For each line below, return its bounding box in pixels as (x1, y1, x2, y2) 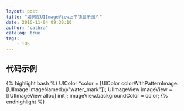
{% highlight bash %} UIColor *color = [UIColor (6, 80, 120, 87)
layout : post (6, 8, 38, 15)
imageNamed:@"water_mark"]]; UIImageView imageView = (29, 85, 173, 93)
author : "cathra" (6, 24, 49, 31)
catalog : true (6, 30, 41, 36)
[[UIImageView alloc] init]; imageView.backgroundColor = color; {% (6, 92, 168, 99)
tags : (6, 35, 19, 41)
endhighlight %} (6, 98, 45, 105)
